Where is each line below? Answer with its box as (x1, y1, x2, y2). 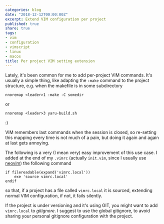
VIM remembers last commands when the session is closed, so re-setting (5, 129, 156, 135)
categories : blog (5, 7, 41, 12)
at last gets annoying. (5, 140, 49, 146)
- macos (5, 53, 21, 59)
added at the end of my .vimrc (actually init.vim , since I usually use (5, 155, 146, 161)
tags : (5, 30, 16, 35)
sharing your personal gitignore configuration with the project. (5, 213, 133, 219)
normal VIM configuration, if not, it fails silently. (5, 193, 102, 199)
